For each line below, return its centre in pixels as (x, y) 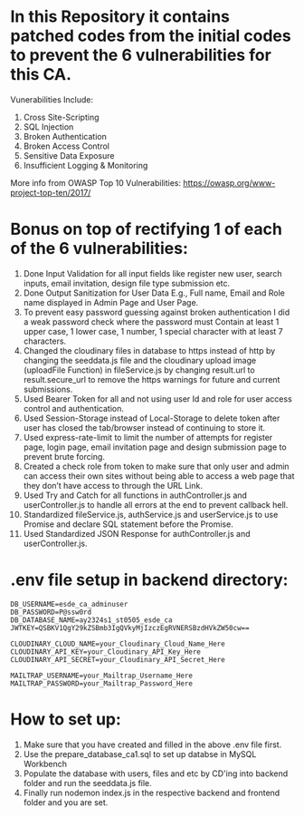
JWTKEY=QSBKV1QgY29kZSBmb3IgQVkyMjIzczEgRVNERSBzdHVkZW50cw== (130, 627)
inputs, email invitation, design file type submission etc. (127, 283)
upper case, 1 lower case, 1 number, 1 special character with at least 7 (153, 331)
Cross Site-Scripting (61, 117)
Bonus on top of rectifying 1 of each (147, 229)
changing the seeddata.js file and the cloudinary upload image (140, 360)
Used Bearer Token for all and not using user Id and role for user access (157, 399)
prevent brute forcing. (64, 456)
